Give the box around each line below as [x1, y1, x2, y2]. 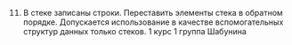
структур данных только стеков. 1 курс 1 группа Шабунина [22, 26, 247, 36]
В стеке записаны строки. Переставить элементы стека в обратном [22, 8, 283, 18]
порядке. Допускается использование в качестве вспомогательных [22, 17, 284, 27]
